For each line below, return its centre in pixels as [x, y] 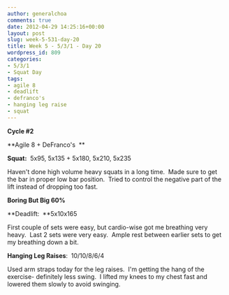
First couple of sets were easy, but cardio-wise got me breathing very [108, 227]
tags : [15, 79]
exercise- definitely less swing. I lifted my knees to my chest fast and [107, 276]
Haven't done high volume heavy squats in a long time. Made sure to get [112, 171]
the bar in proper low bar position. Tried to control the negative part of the [114, 179]
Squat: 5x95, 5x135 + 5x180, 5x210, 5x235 [69, 158]
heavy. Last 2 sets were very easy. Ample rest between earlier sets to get [114, 234]
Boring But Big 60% [36, 200]
